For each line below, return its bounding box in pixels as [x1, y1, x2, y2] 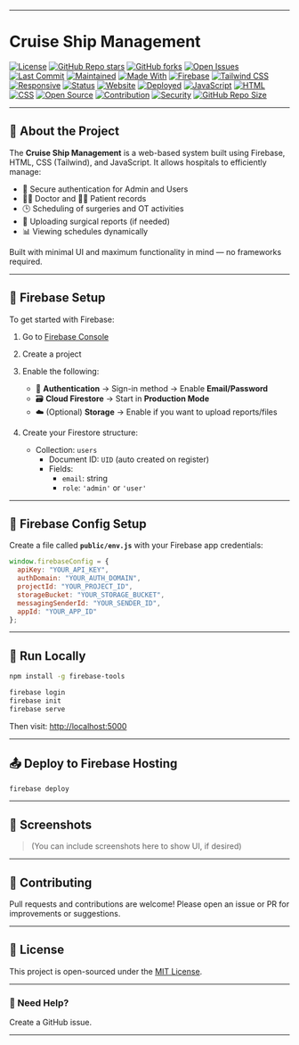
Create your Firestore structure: [21, 427, 139, 438]
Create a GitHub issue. [9, 1017, 93, 1028]
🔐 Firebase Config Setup [9, 516, 147, 531]
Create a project [21, 349, 82, 359]
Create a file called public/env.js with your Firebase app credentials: [9, 540, 264, 551]
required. [9, 256, 43, 267]
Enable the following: [21, 366, 100, 376]
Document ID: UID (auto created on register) [48, 454, 210, 465]
